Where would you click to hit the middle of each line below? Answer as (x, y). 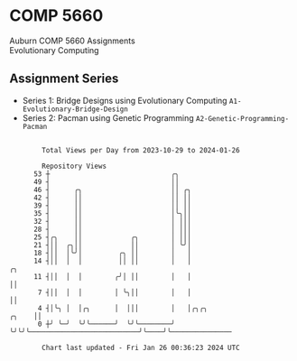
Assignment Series (64, 79)
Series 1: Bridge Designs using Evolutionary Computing (125, 100)
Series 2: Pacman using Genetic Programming (108, 117)
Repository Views (74, 166)
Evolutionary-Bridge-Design (75, 109)
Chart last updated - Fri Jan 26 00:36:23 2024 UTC (141, 347)
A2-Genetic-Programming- (242, 118)
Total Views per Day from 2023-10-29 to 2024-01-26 (141, 150)
